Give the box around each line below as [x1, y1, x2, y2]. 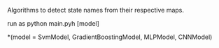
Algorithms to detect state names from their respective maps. [7, 6, 184, 14]
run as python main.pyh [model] [7, 19, 100, 27]
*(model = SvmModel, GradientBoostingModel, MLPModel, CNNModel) [7, 33, 213, 41]
